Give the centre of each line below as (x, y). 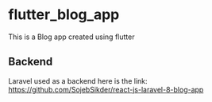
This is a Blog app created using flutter (71, 37)
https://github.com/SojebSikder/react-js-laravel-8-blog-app (106, 89)
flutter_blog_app (64, 15)
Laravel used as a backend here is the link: (78, 80)
